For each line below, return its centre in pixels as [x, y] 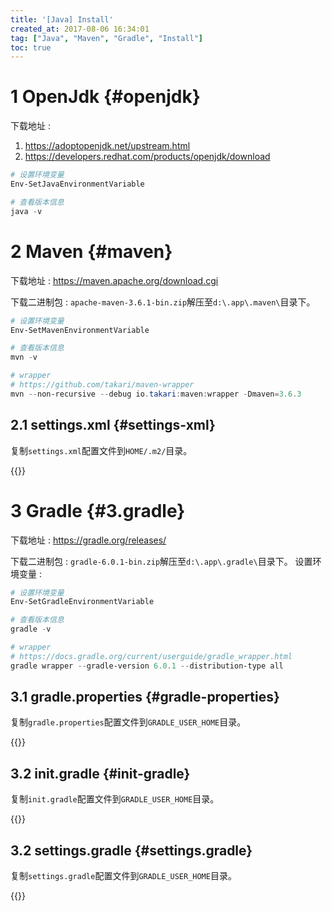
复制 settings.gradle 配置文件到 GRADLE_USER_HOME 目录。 [123, 876]
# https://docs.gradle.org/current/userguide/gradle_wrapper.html [151, 656]
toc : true [31, 47]
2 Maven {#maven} [91, 251]
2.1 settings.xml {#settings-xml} [113, 425]
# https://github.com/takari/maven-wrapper [102, 385]
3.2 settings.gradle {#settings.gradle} [131, 850]
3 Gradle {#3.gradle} [98, 510]
